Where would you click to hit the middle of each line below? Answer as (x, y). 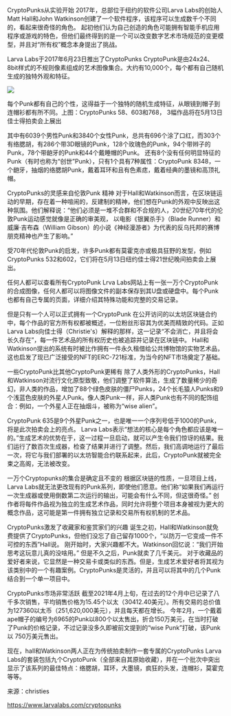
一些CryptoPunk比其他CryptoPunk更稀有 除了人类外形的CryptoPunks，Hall (113, 372)
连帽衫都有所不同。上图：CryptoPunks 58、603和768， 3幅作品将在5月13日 (115, 112)
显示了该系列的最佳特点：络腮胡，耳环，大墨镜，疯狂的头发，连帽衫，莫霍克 (115, 668)
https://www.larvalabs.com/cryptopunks (64, 705)
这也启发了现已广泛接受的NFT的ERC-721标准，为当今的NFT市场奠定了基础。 (115, 357)
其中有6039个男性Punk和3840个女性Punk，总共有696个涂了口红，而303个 (114, 135)
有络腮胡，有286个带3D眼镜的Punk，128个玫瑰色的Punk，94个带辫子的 (109, 144)
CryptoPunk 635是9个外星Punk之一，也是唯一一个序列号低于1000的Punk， (113, 421)
